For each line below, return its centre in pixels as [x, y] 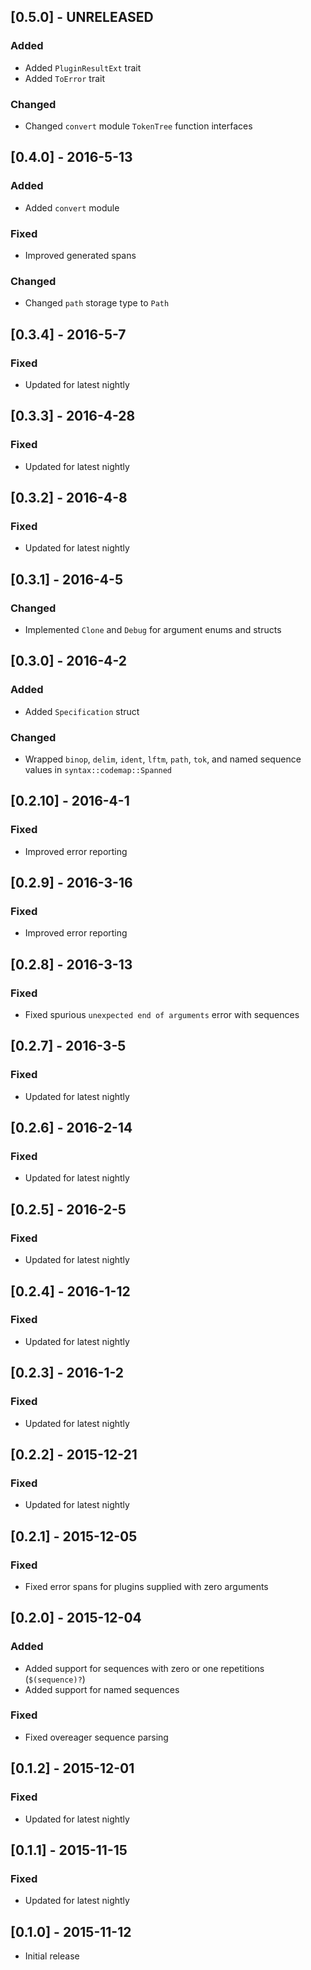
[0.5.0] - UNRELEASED [82, 17]
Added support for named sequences [102, 1689]
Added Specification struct [82, 711]
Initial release [52, 1956]
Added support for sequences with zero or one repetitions [144, 1668]
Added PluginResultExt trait [83, 67]
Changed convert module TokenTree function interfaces [138, 126]
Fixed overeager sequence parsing [96, 1737]
